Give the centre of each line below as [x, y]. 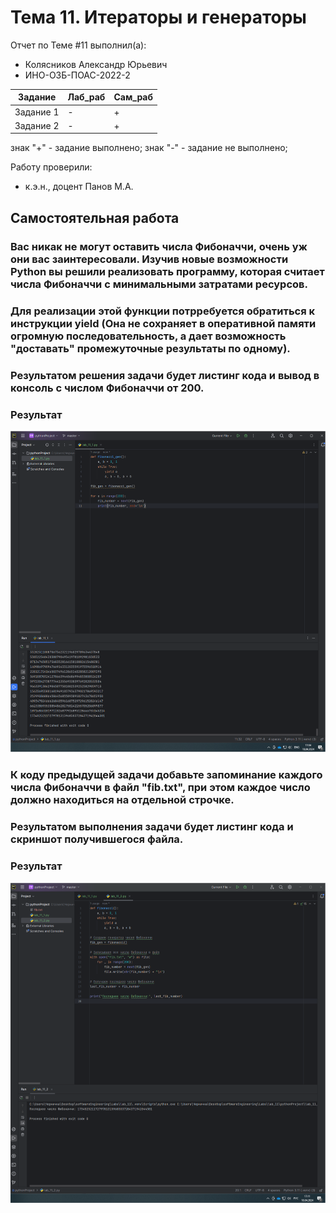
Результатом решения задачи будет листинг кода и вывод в [165, 375]
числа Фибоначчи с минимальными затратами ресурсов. [159, 284]
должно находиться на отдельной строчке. [122, 800]
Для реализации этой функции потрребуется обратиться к [163, 311]
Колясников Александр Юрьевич [96, 64]
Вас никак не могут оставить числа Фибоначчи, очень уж [159, 246]
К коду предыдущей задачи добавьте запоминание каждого [166, 775]
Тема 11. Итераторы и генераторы [158, 17]
